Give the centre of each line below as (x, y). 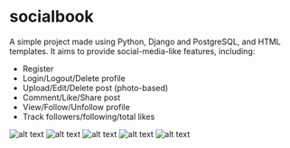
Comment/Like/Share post (71, 97)
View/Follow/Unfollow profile (76, 106)
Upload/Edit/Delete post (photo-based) (95, 88)
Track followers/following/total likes (89, 116)
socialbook (51, 17)
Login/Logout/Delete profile (74, 78)
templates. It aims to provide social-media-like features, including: (132, 51)
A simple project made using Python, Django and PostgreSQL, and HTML (145, 42)
